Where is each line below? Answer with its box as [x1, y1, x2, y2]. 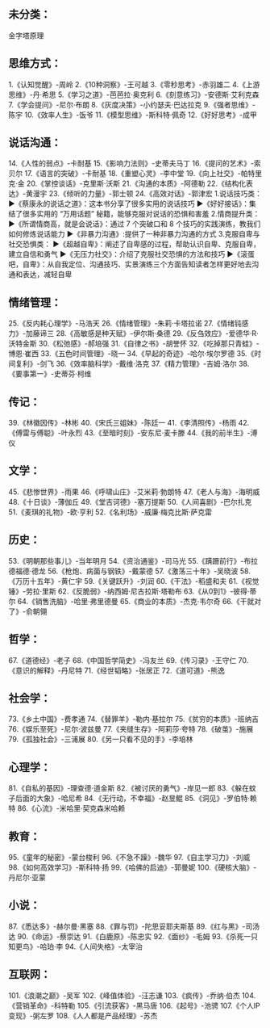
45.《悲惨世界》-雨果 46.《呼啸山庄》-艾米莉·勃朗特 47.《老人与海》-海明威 [8, 487, 260, 497]
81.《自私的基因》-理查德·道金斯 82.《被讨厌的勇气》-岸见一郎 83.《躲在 [8, 783, 250, 793]
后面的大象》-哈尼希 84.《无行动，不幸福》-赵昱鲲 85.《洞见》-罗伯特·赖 [15, 794, 258, 804]
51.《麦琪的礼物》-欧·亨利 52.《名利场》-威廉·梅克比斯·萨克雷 [8, 507, 212, 517]
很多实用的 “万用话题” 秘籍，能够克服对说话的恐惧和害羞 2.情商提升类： [22, 209, 260, 219]
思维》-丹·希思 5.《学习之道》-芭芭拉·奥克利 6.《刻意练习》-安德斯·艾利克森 [8, 90, 260, 99]
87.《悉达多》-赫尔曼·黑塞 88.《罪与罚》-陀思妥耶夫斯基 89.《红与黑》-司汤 [8, 921, 260, 931]
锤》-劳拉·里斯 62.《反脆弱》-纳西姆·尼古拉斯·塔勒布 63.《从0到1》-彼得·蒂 [8, 586, 257, 596]
